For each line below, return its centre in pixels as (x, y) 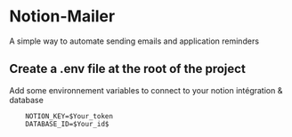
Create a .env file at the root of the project (128, 69)
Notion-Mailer (62, 16)
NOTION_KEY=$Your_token (69, 116)
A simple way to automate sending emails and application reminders (134, 41)
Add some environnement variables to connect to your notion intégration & (146, 90)
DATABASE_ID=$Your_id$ (67, 124)
